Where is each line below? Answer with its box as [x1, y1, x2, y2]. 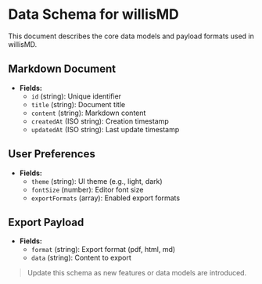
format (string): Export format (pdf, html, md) [31, 245, 176, 254]
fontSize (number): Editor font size [31, 185, 144, 194]
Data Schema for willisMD [8, 5, 180, 23]
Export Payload [8, 215, 84, 228]
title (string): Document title [31, 99, 126, 109]
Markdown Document [8, 63, 116, 76]
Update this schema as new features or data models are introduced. [27, 268, 247, 278]
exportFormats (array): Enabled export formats [31, 193, 181, 203]
